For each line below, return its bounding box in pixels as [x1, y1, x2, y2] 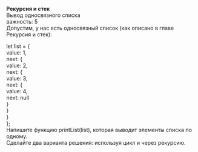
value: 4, [6, 88, 28, 94]
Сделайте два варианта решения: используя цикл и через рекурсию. [6, 139, 186, 146]
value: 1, [6, 49, 27, 56]
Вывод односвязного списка [6, 12, 81, 19]
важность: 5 [6, 18, 38, 25]
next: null [6, 94, 29, 101]
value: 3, [6, 75, 28, 82]
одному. [6, 133, 28, 140]
